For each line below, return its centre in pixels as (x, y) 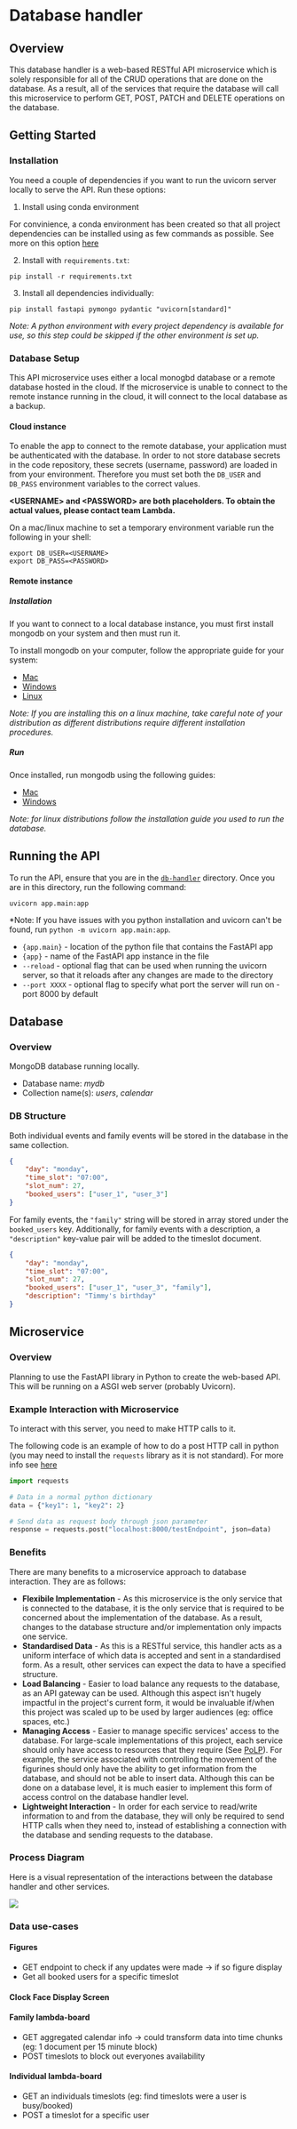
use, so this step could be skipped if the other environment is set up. (134, 335)
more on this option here (54, 243)
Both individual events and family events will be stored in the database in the (149, 1136)
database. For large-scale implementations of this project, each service (152, 1740)
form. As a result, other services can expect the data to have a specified (154, 1665)
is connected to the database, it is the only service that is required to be (153, 1608)
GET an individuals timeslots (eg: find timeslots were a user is (134, 2096)
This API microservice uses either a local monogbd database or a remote (142, 377)
